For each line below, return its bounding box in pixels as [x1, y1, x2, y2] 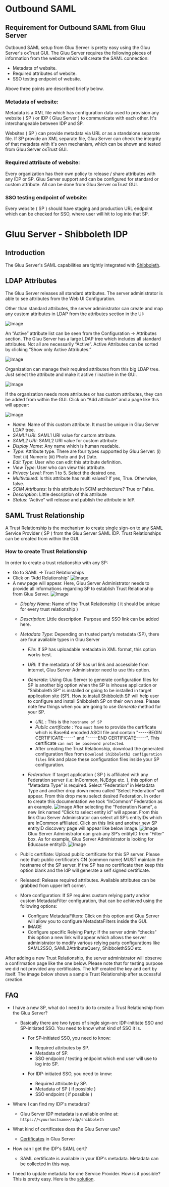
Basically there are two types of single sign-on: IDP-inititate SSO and [20, 1020, 163, 1026]
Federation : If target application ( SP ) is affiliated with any [27, 771, 149, 777]
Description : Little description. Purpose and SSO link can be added [20, 616, 159, 622]
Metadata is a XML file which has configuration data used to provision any [5, 110, 159, 116]
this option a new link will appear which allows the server [27, 934, 146, 940]
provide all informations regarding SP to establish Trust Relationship [12, 585, 154, 591]
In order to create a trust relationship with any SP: [5, 560, 108, 566]
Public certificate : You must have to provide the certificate [35, 724, 156, 730]
